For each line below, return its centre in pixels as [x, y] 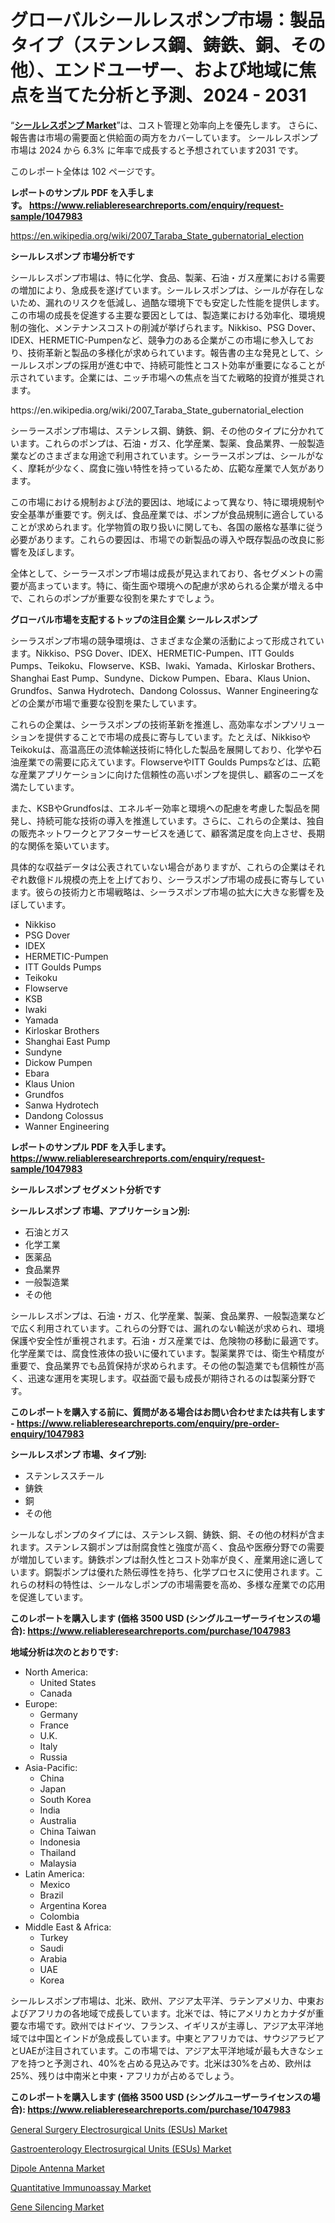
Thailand [58, 1852]
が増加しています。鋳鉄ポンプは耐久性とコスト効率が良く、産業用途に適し [163, 1559]
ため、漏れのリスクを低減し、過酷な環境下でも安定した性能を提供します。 [171, 302]
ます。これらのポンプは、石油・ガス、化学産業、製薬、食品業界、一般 [163, 443]
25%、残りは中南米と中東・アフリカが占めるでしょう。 [125, 2075]
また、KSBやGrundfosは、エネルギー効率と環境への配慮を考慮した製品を [161, 808]
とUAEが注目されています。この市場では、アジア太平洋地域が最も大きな [158, 2050]
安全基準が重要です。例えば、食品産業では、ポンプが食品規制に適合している [167, 514]
